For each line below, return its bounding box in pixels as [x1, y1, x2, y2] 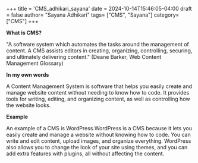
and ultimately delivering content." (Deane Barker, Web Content [6, 54, 162, 60]
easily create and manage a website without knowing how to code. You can [6, 131, 191, 138]
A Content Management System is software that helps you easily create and [6, 83, 192, 90]
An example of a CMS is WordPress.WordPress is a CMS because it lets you [6, 125, 192, 131]
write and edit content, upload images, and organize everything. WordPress [6, 137, 191, 145]
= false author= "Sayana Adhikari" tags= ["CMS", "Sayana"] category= [6, 11, 180, 18]
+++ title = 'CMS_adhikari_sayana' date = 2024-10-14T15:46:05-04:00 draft [6, 5, 192, 12]
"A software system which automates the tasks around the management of [6, 41, 189, 48]
